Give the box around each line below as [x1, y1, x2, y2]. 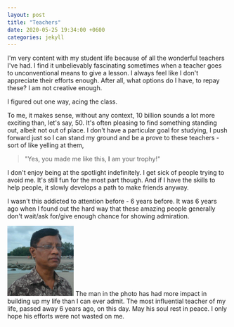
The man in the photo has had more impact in [75, 290, 207, 298]
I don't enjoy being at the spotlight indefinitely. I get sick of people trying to [7, 168, 225, 177]
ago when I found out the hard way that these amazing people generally [7, 204, 216, 213]
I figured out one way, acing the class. [7, 97, 118, 106]
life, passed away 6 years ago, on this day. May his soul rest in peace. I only [7, 304, 227, 313]
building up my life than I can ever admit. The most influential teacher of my [7, 297, 226, 306]
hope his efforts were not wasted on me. [7, 312, 125, 321]
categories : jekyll [7, 34, 65, 41]
